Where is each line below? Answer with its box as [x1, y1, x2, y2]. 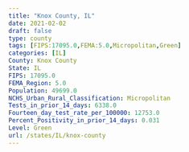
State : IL [8, 64, 42, 72]
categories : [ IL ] [8, 49, 67, 57]
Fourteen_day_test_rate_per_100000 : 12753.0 [8, 109, 160, 117]
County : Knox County [8, 57, 78, 65]
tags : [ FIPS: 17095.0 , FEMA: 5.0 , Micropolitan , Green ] [8, 42, 182, 50]
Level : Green [8, 124, 52, 132]
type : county [8, 34, 52, 43]
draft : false [8, 27, 52, 35]
